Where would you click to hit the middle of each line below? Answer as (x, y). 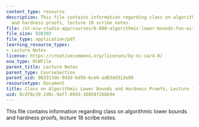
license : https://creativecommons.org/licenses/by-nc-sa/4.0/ (84, 56)
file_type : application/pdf (41, 39)
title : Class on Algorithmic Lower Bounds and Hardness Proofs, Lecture (98, 89)
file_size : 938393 (29, 34)
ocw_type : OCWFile (29, 61)
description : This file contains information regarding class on (88, 17)
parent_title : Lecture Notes (42, 67)
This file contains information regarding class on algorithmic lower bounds (97, 111)
